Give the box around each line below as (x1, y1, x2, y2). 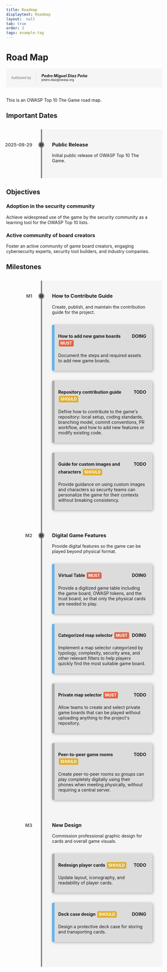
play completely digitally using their (58, 776, 131, 782)
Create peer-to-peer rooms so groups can (58, 771, 145, 777)
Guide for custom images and (58, 461, 120, 467)
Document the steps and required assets (58, 352, 141, 358)
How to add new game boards (58, 333, 121, 339)
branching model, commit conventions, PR (58, 419, 145, 425)
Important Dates (6, 111, 57, 120)
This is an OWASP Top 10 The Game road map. (6, 97, 102, 103)
